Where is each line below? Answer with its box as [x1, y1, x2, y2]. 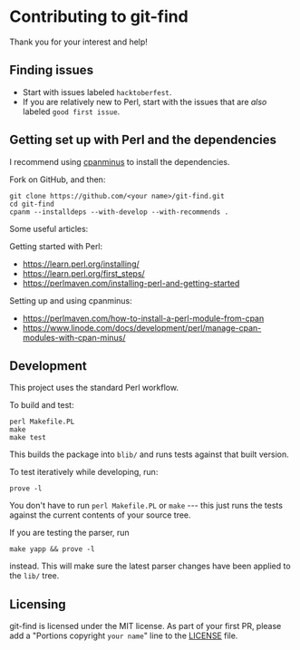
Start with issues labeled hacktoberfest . [22, 86, 172, 97]
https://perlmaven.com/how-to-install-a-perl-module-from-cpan [22, 313, 265, 324]
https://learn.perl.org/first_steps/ [22, 267, 145, 278]
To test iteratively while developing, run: [9, 467, 159, 478]
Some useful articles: [9, 223, 89, 234]
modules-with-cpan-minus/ [22, 332, 126, 343]
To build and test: [9, 400, 74, 411]
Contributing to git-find [9, 6, 189, 27]
